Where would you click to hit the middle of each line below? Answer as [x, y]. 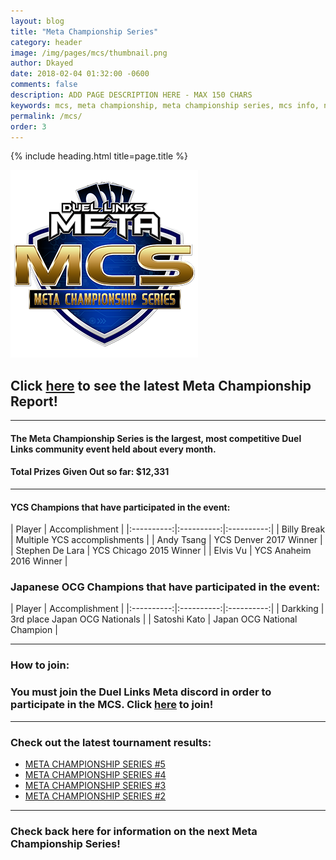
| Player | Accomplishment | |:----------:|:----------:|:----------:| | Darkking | [167, 609]
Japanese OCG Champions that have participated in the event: [165, 587]
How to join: [40, 665]
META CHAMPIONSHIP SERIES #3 [95, 785]
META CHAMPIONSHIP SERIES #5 [95, 764]
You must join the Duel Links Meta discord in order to [141, 692]
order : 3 [28, 126]
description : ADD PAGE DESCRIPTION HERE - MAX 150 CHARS [131, 95]
